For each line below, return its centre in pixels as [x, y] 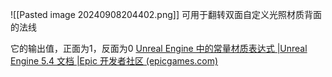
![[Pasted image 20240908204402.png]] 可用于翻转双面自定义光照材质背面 [166, 14]
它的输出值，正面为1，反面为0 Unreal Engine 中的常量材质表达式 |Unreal [159, 48]
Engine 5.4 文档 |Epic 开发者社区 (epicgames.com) [114, 61]
